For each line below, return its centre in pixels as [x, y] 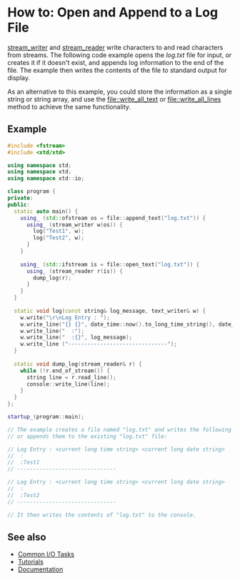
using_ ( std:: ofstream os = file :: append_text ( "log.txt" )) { [113, 218]
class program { [31, 191]
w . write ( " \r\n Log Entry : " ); [65, 317]
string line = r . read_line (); [71, 377]
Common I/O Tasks [46, 554]
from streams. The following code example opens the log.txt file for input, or [120, 55]
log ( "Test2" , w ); [59, 238]
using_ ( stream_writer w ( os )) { [74, 225]
